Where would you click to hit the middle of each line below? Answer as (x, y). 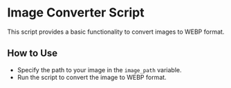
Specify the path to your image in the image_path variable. (99, 69)
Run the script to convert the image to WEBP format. (92, 77)
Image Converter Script (76, 13)
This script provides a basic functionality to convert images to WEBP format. (116, 32)
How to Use (33, 53)
